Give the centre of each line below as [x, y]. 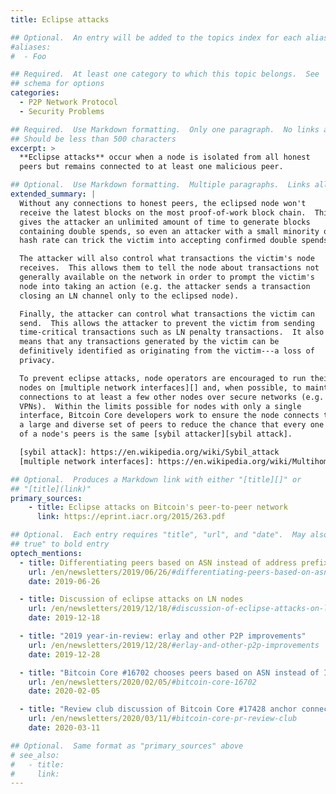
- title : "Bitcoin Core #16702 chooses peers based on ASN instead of [169, 672]
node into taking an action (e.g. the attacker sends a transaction [165, 286]
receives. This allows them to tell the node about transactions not [169, 268]
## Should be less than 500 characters [93, 139]
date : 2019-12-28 [64, 654]
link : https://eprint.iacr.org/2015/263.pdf [131, 517]
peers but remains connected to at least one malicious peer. [151, 167]
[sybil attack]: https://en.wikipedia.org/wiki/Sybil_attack [149, 452]
